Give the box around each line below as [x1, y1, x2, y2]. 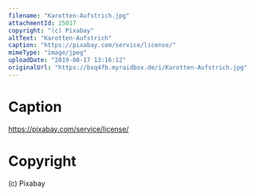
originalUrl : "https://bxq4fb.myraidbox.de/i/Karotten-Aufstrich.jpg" [8, 64, 248, 72]
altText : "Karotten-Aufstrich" [8, 33, 112, 42]
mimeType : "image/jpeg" [8, 49, 88, 57]
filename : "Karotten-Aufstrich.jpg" [8, 11, 130, 20]
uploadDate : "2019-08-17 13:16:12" [8, 57, 127, 65]
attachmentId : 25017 [8, 19, 77, 27]
